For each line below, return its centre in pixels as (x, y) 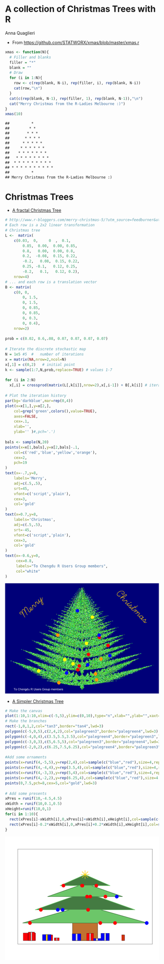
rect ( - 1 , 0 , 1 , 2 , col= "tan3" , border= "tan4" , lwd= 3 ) (54, 726)
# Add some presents (26, 794)
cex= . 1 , (21, 422)
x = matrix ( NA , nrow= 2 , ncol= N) (36, 359)
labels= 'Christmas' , (35, 520)
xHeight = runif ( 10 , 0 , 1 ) (28, 809)
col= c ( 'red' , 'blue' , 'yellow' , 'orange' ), (55, 452)
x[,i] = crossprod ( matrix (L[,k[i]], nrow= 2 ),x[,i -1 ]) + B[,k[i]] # (78, 386)
